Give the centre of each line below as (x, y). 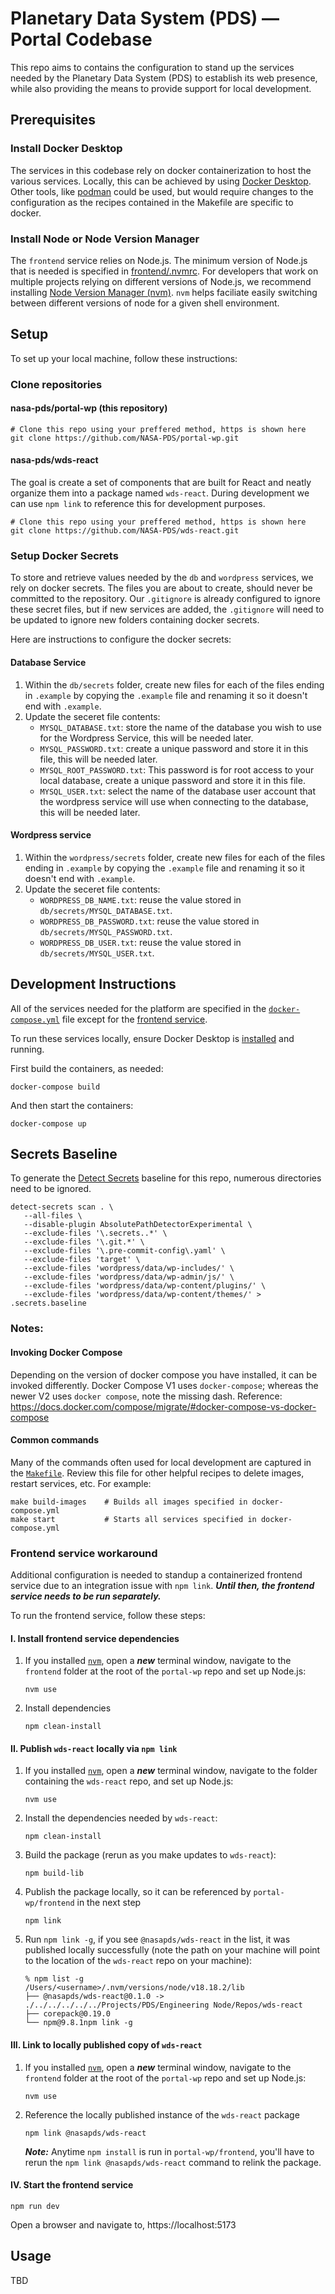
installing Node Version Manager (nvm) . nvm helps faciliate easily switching (164, 292)
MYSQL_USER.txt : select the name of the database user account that (178, 791)
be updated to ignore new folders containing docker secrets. (135, 620)
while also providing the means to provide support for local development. (161, 88)
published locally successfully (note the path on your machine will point (172, 1950)
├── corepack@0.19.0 (67, 2014)
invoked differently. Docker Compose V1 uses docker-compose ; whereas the (164, 1385)
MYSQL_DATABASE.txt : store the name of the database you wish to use (180, 727)
